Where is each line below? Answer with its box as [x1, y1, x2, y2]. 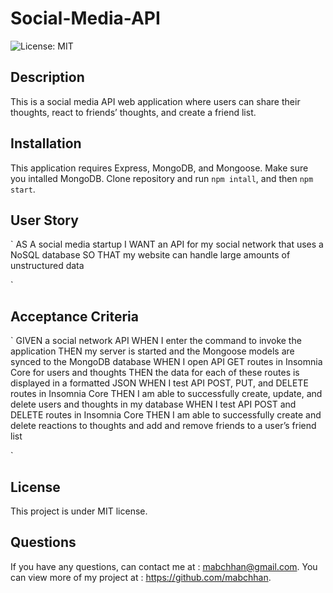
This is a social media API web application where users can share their [10, 95, 301, 107]
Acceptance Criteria [10, 308, 139, 325]
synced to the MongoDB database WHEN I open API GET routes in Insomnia [10, 356, 323, 368]
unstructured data [10, 260, 85, 272]
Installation [10, 135, 82, 152]
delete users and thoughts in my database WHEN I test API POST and [10, 398, 297, 411]
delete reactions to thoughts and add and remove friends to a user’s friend [10, 420, 317, 432]
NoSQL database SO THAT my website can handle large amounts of [10, 249, 291, 261]
